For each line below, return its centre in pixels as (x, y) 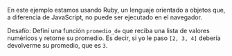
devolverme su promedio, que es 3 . (57, 45)
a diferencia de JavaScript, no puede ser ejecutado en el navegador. (105, 17)
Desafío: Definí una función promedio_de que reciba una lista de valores (108, 31)
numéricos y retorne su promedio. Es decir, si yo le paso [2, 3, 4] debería (114, 38)
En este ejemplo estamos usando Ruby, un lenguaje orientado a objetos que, (116, 10)
